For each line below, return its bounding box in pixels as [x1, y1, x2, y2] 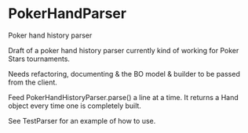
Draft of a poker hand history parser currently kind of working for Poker [8, 45, 239, 55]
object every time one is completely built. [8, 101, 141, 110]
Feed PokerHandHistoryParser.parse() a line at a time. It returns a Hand [8, 92, 239, 102]
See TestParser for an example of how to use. [8, 116, 156, 125]
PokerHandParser [8, 5, 127, 23]
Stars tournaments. [8, 54, 71, 63]
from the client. [8, 77, 57, 87]
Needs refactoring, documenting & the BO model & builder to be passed [8, 69, 241, 78]
